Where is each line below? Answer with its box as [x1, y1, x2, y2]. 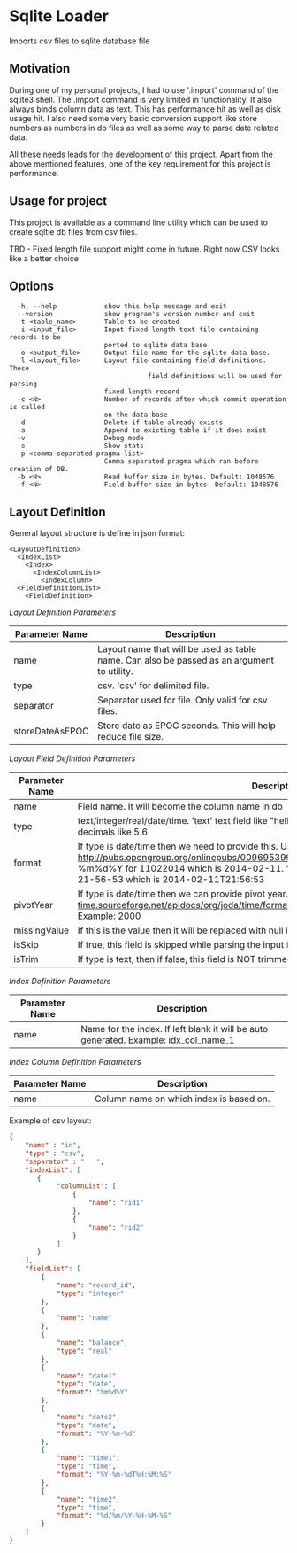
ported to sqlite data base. [103, 341, 212, 350]
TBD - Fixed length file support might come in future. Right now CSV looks [9, 244, 280, 254]
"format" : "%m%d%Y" [56, 1388, 128, 1397]
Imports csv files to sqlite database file [9, 35, 150, 46]
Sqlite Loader [9, 6, 109, 27]
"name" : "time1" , [56, 1454, 121, 1463]
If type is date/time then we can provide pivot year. [77, 888, 289, 900]
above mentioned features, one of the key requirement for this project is [9, 158, 271, 169]
